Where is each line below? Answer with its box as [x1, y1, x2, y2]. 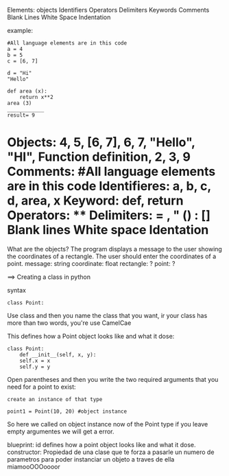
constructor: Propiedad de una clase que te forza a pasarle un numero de [7, 448, 215, 456]
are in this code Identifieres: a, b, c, [7, 179, 211, 194]
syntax [7, 286, 26, 294]
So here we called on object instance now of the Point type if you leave [7, 420, 208, 428]
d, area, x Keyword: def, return [7, 193, 184, 209]
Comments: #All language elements [7, 164, 216, 179]
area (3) [7, 100, 32, 106]
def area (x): [7, 88, 48, 95]
